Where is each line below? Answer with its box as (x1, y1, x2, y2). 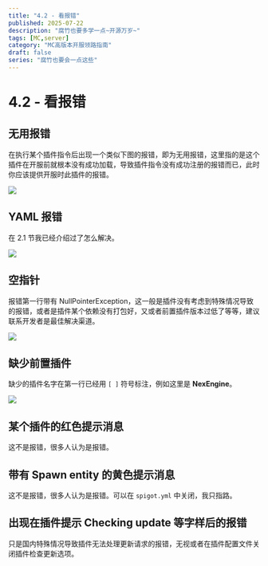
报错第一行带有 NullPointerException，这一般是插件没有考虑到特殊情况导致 (8, 296, 254, 305)
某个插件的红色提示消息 (8, 419, 124, 433)
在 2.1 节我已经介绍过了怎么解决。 (8, 233, 119, 242)
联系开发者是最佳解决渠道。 (8, 316, 100, 325)
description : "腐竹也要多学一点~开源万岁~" (8, 26, 141, 34)
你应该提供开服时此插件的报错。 (8, 169, 113, 179)
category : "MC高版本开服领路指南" (8, 41, 112, 49)
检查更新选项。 (29, 548, 78, 558)
